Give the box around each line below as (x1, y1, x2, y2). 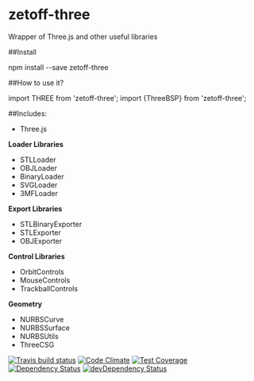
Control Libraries (8, 252, 65, 261)
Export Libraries (8, 204, 63, 214)
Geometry (8, 299, 43, 309)
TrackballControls (19, 283, 78, 293)
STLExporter (19, 228, 62, 237)
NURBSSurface (19, 323, 70, 333)
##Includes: (8, 109, 48, 118)
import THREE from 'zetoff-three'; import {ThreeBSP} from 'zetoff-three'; (8, 93, 247, 102)
